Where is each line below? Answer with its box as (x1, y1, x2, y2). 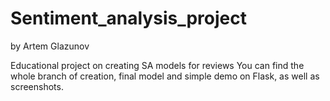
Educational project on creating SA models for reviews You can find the (10, 59, 305, 71)
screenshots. (10, 80, 64, 92)
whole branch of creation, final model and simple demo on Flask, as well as (10, 70, 320, 82)
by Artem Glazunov (10, 40, 90, 52)
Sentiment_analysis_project (10, 7, 247, 30)
